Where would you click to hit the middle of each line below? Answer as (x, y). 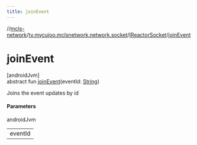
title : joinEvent (28, 12)
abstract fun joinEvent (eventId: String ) (53, 81)
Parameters (21, 107)
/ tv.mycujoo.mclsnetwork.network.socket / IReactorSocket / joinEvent (109, 35)
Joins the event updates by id (43, 93)
